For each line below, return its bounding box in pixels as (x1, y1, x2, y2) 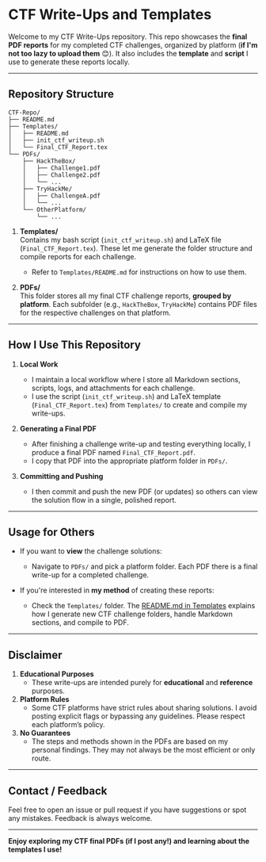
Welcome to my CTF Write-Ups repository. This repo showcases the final (8, 32, 248, 41)
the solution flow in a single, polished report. (31, 495, 177, 504)
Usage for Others (8, 525, 95, 538)
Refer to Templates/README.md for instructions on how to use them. (31, 267, 247, 277)
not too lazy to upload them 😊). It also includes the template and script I (8, 48, 249, 58)
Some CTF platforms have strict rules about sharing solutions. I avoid (31, 703, 257, 713)
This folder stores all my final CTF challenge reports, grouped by (19, 291, 232, 301)
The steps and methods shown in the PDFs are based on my (31, 737, 228, 746)
